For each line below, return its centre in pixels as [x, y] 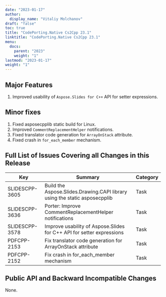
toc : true [15, 28]
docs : [15, 46]
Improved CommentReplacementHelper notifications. [63, 129]
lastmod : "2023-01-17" [28, 60]
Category [147, 177]
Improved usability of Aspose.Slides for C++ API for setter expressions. [85, 96]
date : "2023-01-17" [25, 10]
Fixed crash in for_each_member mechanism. [57, 140]
